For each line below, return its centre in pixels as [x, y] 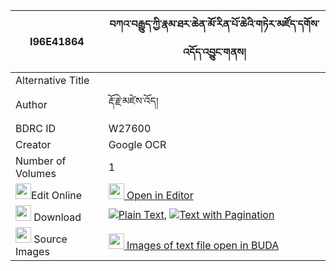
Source [50, 239]
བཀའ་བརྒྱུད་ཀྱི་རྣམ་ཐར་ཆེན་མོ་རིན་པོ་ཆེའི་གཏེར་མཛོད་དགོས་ [214, 24]
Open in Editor [160, 195]
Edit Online [57, 195]
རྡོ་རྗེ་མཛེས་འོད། [133, 101]
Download [57, 217]
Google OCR [137, 144]
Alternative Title [52, 80]
